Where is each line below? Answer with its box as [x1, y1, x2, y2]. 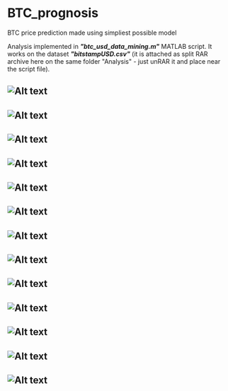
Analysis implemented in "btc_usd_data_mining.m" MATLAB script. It [7, 42, 212, 50]
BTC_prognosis [7, 5, 99, 21]
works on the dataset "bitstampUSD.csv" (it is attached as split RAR [7, 50, 208, 58]
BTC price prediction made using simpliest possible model [7, 28, 177, 37]
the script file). [7, 64, 50, 73]
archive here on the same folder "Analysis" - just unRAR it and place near [7, 57, 221, 65]
